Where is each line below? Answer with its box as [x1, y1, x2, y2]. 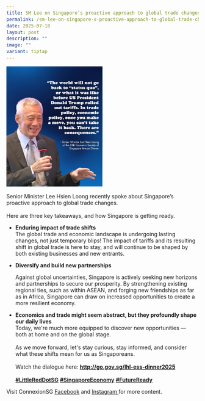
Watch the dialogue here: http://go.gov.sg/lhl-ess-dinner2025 [15, 363, 176, 370]
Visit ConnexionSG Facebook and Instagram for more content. [6, 388, 163, 395]
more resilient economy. [15, 299, 76, 306]
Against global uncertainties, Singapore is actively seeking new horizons [15, 273, 198, 281]
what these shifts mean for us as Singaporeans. [15, 350, 135, 357]
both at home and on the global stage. [15, 330, 112, 338]
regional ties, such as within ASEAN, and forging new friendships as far [15, 286, 195, 294]
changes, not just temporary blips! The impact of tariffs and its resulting [15, 237, 196, 244]
